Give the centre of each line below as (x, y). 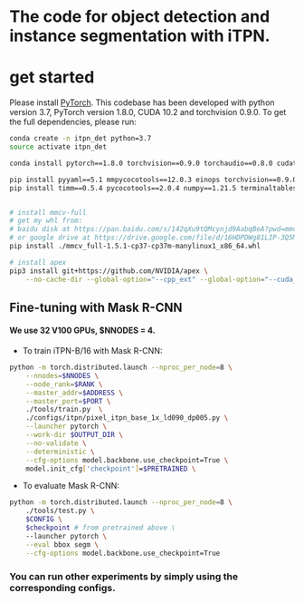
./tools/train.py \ (64, 410)
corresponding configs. (62, 588)
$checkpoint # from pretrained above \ (101, 528)
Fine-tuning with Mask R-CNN (96, 307)
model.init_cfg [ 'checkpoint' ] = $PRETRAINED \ (111, 469)
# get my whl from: (46, 221)
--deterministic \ (60, 452)
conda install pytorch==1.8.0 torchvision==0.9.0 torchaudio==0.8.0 (141, 163)
